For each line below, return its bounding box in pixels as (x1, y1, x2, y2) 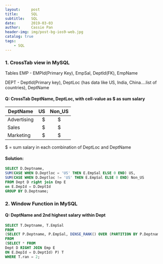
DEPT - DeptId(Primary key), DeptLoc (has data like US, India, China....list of (5, 79, 157, 85)
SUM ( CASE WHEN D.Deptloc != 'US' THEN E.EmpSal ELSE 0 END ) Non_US (5, 175, 145, 180)
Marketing (7, 132, 31, 139)
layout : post (5, 7, 40, 12)
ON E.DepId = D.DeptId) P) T (5, 250, 64, 255)
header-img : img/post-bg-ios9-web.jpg (5, 30, 83, 34)
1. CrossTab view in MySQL (5, 59, 70, 66)
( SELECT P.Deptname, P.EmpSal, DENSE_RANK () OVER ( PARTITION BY (5, 232, 138, 237)
